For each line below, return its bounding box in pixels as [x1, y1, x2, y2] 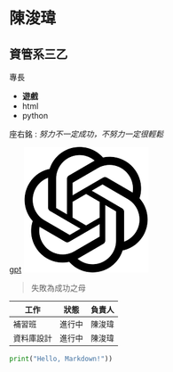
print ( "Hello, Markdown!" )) [9, 354, 114, 363]
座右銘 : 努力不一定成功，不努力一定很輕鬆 [9, 128, 164, 139]
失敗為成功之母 [30, 283, 86, 293]
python [21, 111, 49, 120]
